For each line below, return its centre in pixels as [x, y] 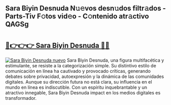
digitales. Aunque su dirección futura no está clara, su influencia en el [79, 82]
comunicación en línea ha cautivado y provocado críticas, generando [78, 71]
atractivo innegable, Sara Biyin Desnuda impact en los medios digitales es [83, 93]
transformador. [21, 98]
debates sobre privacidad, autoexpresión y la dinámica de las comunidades [85, 76]
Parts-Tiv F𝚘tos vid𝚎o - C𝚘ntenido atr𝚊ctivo [77, 17]
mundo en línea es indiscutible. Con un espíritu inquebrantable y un [76, 87]
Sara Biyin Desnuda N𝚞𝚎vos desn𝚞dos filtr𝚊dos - [86, 8]
